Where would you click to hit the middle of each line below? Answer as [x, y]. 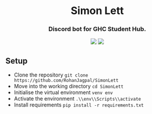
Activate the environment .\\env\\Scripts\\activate [77, 99]
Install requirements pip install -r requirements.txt [79, 105]
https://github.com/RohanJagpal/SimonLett [66, 81]
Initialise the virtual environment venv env [63, 92]
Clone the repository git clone [51, 75]
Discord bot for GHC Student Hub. [97, 29]
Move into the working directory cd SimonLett [68, 87]
